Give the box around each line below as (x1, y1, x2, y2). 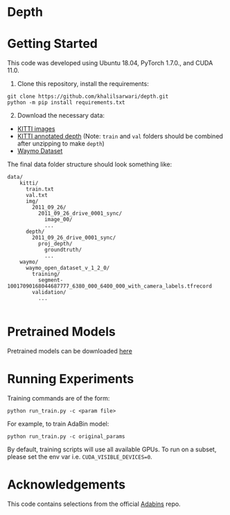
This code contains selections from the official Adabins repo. (7, 500, 182, 508)
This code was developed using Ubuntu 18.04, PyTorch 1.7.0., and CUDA (7, 59, 213, 67)
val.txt (25, 192, 48, 199)
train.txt (25, 186, 54, 193)
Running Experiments (7, 372, 134, 387)
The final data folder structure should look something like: (7, 160, 172, 168)
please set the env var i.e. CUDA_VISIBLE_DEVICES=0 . (7, 453, 152, 461)
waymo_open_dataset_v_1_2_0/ (25, 265, 110, 272)
